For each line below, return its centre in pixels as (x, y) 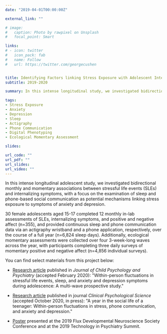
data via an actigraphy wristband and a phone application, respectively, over (83, 230)
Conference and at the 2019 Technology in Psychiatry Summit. (76, 327)
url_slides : (17, 165)
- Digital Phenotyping (29, 133)
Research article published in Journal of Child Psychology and (76, 270)
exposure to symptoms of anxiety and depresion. (55, 204)
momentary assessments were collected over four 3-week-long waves (78, 240)
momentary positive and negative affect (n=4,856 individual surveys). (77, 251)
